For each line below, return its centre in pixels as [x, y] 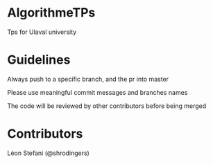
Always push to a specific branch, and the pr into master [88, 79]
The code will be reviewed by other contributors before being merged [107, 106]
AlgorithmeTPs [51, 13]
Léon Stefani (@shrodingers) [49, 153]
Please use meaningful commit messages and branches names [97, 92]
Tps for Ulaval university [42, 32]
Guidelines [39, 60]
